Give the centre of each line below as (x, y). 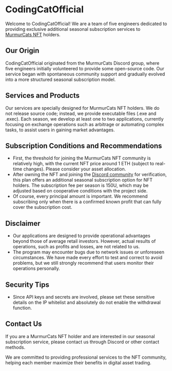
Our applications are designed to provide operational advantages (81, 236)
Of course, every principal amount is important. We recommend (80, 197)
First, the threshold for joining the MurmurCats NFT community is (82, 158)
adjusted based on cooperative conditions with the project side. (80, 191)
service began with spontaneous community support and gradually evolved (85, 74)
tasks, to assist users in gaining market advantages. (60, 130)
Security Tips (27, 285)
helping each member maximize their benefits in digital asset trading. (78, 362)
